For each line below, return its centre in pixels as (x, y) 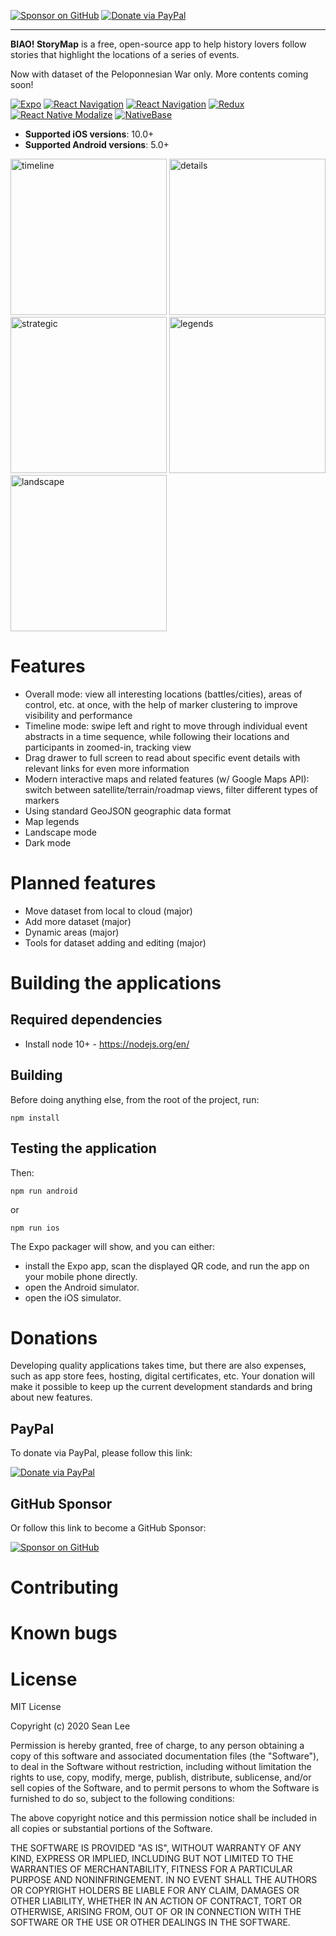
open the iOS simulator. (73, 1297)
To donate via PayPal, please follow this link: (101, 1453)
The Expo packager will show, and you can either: (113, 1246)
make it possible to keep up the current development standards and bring (161, 1387)
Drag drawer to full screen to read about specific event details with (162, 757)
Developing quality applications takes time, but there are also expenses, (158, 1366)
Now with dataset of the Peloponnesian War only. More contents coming (159, 74)
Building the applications (116, 983)
